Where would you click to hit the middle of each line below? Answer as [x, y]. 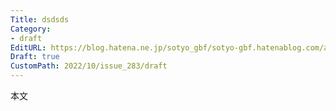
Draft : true [35, 57]
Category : [31, 29]
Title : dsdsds [40, 19]
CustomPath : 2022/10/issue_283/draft [89, 66]
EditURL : [28, 47]
